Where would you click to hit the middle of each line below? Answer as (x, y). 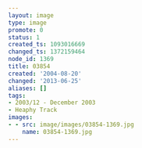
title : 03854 (29, 67)
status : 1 (24, 37)
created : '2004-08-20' (45, 74)
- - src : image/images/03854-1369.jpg (71, 125)
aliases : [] (27, 88)
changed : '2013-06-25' (45, 81)
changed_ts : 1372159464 (47, 52)
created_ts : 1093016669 (47, 45)
